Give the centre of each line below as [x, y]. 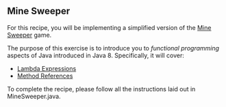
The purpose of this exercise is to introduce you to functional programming [113, 48]
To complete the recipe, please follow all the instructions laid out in [101, 89]
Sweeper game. [29, 35]
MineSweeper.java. [34, 96]
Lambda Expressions [47, 68]
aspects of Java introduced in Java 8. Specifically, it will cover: [96, 55]
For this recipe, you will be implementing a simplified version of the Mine [109, 27]
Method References [45, 76]
